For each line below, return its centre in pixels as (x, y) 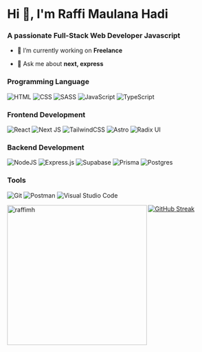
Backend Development (46, 147)
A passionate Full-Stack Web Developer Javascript (94, 36)
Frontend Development (46, 114)
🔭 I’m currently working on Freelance (70, 50)
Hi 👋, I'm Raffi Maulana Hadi (88, 14)
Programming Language (48, 82)
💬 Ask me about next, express (60, 64)
